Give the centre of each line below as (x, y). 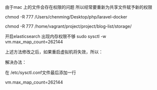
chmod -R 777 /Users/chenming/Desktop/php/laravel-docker (66, 17)
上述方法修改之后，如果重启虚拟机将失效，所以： (54, 52)
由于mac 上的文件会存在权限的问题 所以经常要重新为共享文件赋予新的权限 (78, 7)
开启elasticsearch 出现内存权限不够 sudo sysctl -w (56, 36)
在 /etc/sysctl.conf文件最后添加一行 (41, 72)
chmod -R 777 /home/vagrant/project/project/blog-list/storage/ (69, 26)
